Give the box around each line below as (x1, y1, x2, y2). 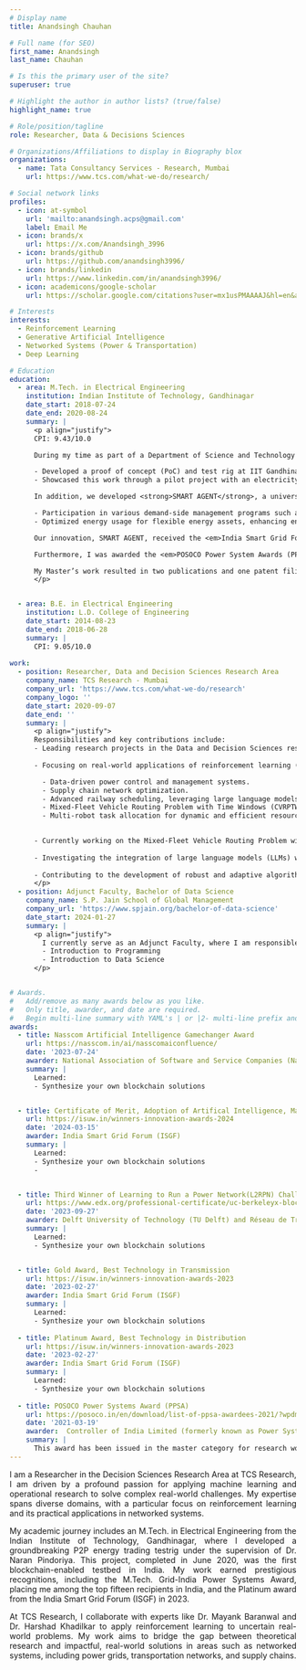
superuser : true (9, 80, 71, 90)
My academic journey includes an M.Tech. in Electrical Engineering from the (9, 1525, 297, 1536)
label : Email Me (25, 223, 88, 232)
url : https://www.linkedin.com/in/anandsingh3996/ (25, 273, 222, 283)
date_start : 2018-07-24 (25, 400, 117, 409)
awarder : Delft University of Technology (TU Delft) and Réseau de (25, 1216, 287, 1225)
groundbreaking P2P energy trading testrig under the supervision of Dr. (9, 1545, 297, 1556)
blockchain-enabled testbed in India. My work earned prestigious (9, 1564, 297, 1575)
